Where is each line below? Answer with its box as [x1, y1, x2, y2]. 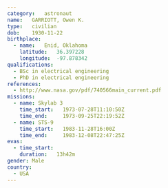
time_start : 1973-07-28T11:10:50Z [19, 106, 125, 113]
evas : [7, 138, 23, 145]
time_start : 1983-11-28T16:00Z [19, 125, 116, 132]
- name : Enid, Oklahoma [13, 42, 88, 49]
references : [7, 81, 41, 87]
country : [7, 163, 32, 171]
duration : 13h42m [19, 151, 76, 158]
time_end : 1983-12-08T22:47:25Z [19, 132, 125, 138]
